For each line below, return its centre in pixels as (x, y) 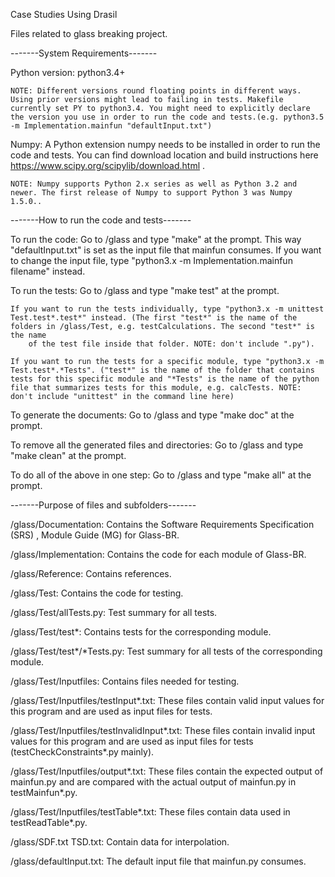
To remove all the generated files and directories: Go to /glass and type (157, 445)
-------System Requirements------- (84, 53)
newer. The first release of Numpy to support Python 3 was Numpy (151, 193)
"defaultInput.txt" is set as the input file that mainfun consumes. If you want (166, 250)
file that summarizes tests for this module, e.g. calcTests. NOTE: (156, 388)
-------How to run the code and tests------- (101, 220)
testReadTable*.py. (49, 822)
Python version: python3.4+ (68, 72)
